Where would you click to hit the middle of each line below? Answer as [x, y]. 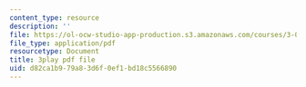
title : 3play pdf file [52, 60]
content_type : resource [55, 18]
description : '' [40, 26]
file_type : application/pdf [63, 43]
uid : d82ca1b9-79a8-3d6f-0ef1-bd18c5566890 [93, 69]
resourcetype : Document [55, 52]
